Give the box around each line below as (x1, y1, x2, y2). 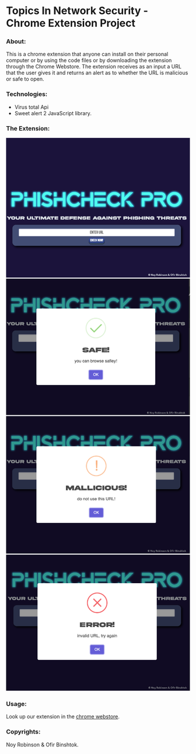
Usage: (6, 700, 27, 708)
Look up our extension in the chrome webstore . (6, 713, 120, 720)
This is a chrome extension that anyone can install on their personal (6, 51, 169, 58)
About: (6, 37, 26, 46)
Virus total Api (14, 104, 49, 111)
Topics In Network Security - (6, 4, 149, 18)
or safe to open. (6, 75, 44, 82)
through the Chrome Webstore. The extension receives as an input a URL (6, 63, 182, 70)
